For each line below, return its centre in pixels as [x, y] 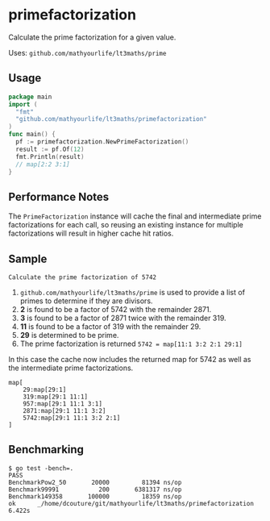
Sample [28, 258]
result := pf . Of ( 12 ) [50, 149]
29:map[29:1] [45, 390]
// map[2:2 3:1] [43, 164]
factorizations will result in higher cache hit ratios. [91, 233]
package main [30, 97]
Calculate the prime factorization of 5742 [83, 277]
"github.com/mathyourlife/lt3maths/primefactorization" [111, 119]
